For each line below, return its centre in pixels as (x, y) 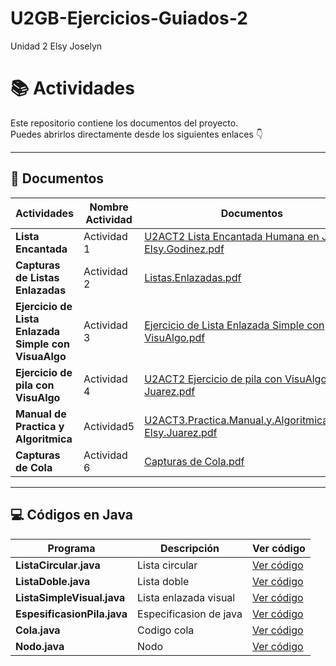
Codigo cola (166, 630)
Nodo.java (40, 646)
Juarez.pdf (170, 391)
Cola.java (38, 630)
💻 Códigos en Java (71, 515)
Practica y (40, 426)
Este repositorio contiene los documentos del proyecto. (124, 123)
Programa (71, 548)
